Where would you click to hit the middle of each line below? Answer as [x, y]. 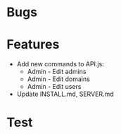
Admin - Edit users [54, 87]
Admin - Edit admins [57, 72]
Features [33, 45]
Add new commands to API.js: [60, 64]
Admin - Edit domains [59, 79]
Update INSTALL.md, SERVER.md [65, 94]
